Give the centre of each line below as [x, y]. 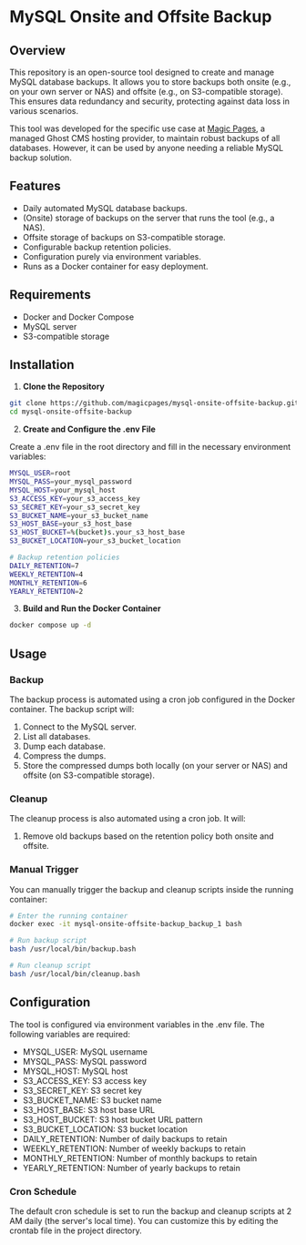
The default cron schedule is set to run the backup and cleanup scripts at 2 [151, 1211]
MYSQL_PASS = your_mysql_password [71, 482]
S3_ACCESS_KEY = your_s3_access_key [75, 498]
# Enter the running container [69, 916]
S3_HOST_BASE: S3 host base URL [89, 1109]
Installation [42, 365]
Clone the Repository [63, 387]
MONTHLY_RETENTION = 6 [49, 583]
